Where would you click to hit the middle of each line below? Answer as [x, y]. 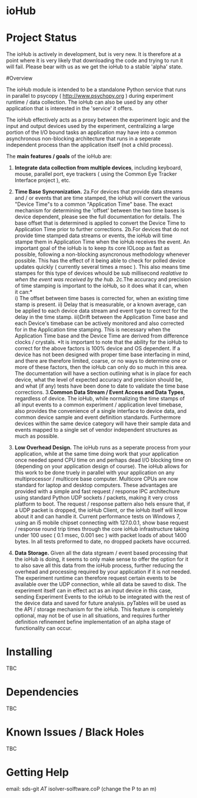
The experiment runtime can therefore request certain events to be [96, 578]
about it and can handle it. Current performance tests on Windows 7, [97, 517]
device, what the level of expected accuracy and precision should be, [99, 380]
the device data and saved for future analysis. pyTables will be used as [100, 603]
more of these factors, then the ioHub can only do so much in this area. [101, 367]
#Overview [19, 78]
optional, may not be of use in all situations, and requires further [92, 616]
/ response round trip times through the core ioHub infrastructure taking [102, 529]
